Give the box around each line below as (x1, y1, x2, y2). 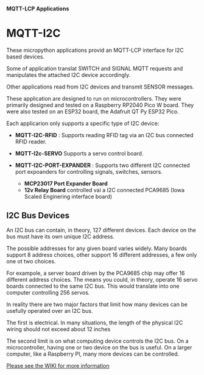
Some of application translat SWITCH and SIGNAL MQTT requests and (6, 65, 183, 72)
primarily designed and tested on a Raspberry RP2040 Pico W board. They (6, 101, 194, 109)
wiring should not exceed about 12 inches (6, 326, 111, 333)
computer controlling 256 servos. (6, 289, 90, 296)
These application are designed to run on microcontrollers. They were (6, 95, 181, 102)
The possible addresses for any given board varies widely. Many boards (6, 245, 188, 252)
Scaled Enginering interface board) (24, 193, 113, 200)
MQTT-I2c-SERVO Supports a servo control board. (15, 149, 144, 157)
